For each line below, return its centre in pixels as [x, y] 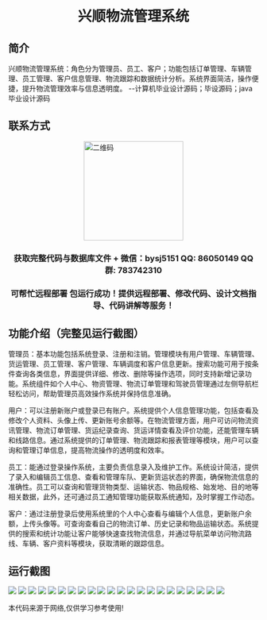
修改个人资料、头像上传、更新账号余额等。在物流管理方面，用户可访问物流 [130, 421]
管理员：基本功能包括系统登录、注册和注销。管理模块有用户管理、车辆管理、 [133, 354]
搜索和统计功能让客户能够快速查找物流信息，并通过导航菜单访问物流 [133, 533]
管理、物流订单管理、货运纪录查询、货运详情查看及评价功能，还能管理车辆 [137, 430]
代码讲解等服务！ [141, 305]
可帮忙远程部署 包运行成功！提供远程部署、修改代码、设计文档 [130, 293]
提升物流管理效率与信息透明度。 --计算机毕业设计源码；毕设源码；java [137, 89]
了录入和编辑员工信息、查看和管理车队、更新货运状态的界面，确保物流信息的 [133, 477]
